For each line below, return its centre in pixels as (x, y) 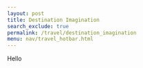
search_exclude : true (38, 26)
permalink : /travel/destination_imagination (72, 33)
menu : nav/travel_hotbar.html (51, 39)
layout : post (26, 13)
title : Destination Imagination (53, 20)
